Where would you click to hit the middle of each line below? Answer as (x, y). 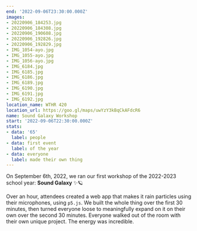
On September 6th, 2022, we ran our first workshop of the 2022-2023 (91, 176)
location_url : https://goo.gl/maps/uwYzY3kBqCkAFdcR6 (74, 110)
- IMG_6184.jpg (25, 66)
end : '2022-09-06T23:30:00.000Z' (47, 11)
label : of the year (35, 148)
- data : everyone (27, 154)
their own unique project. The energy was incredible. (70, 222)
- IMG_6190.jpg (25, 88)
